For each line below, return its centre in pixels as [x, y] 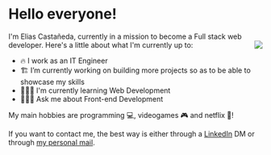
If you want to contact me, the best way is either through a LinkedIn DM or [132, 133]
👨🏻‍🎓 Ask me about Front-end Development [92, 98]
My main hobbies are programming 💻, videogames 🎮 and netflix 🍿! [121, 115]
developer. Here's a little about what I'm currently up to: [101, 44]
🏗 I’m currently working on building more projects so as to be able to [135, 70]
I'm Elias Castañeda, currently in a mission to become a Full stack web [125, 36]
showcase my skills [52, 82]
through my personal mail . [52, 142]
